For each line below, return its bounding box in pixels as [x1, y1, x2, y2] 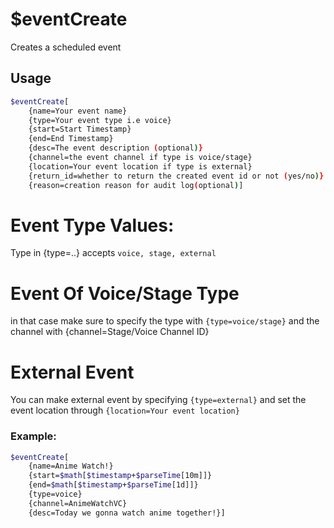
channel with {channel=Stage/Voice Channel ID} [10, 326, 210, 338]
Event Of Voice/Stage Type [10, 282, 240, 305]
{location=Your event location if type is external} [28, 161, 253, 172]
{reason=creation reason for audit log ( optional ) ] [28, 180, 244, 190]
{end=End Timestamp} [28, 134, 114, 144]
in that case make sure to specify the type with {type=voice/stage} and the [10, 315, 320, 327]
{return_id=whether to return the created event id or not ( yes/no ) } [28, 171, 325, 181]
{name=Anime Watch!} [28, 461, 114, 472]
